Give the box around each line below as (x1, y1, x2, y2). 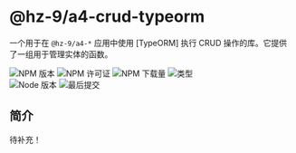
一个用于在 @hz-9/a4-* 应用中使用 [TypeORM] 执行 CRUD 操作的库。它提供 (9, 37, 288, 48)
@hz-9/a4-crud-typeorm (9, 6, 205, 27)
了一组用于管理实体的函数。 (9, 48, 113, 60)
